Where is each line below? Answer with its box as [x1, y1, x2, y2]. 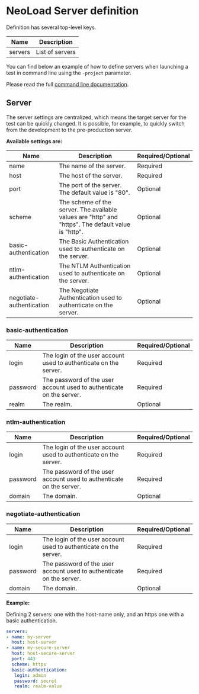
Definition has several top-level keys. [6, 24, 97, 31]
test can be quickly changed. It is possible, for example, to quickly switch [6, 120, 185, 127]
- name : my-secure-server [6, 645, 70, 651]
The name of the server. [59, 162, 126, 170]
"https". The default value [59, 220, 131, 229]
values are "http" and [59, 213, 118, 221]
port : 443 [11, 656, 36, 662]
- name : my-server [6, 634, 52, 640]
